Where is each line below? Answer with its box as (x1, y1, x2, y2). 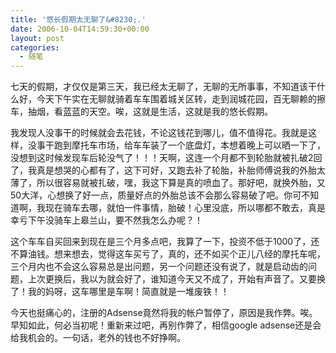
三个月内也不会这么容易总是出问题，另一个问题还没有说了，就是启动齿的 (10, 261, 308, 273)
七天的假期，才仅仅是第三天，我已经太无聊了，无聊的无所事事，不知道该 (10, 81, 308, 93)
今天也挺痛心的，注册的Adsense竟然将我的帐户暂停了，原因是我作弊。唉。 (10, 307, 318, 319)
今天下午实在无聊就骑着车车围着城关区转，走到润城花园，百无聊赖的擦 (36, 93, 326, 105)
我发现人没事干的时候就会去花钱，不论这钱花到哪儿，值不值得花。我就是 (10, 127, 308, 139)
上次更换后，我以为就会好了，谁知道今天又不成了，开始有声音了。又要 (27, 273, 317, 285)
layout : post (10, 33, 65, 43)
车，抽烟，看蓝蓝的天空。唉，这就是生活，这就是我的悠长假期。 (10, 106, 273, 118)
